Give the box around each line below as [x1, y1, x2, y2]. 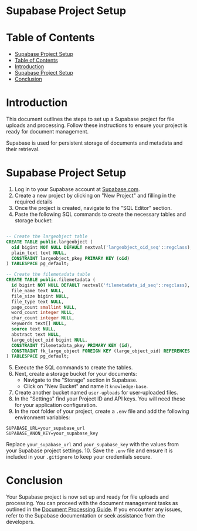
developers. [6, 519, 35, 526]
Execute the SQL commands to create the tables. [14, 364, 133, 371]
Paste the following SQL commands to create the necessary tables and [14, 211, 186, 218]
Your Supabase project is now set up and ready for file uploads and [6, 493, 169, 500]
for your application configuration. [14, 402, 97, 409]
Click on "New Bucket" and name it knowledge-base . [23, 383, 148, 390]
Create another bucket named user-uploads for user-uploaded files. [14, 389, 179, 396]
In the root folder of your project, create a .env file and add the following [14, 408, 189, 415]
